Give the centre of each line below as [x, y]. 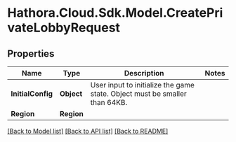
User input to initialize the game [143, 85]
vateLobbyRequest [64, 28]
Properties [31, 54]
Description [144, 73]
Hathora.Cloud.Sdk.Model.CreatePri [115, 13]
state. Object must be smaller [139, 94]
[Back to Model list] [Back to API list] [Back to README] [88, 131]
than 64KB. [109, 102]
